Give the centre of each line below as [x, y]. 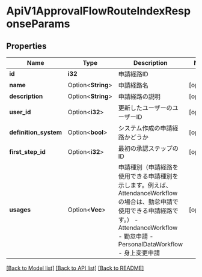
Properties [26, 46]
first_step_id [28, 152]
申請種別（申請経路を [148, 167]
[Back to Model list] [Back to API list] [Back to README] [75, 268]
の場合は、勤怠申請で [148, 202]
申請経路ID [133, 74]
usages [20, 210]
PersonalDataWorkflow [151, 244]
